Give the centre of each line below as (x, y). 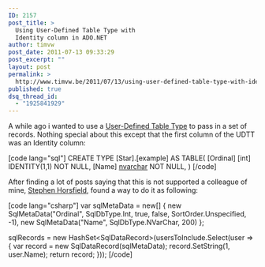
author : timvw (32, 45)
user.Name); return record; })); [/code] (70, 254)
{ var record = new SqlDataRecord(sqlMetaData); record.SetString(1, (119, 246)
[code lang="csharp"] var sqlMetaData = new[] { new (95, 205)
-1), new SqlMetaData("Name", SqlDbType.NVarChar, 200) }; (106, 223)
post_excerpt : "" (37, 60)
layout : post (30, 67)
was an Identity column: (47, 143)
